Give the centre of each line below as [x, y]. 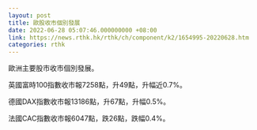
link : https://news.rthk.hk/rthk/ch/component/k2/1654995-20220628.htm [128, 37]
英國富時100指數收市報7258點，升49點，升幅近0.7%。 [98, 85]
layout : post [30, 15]
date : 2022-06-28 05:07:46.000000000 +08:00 [83, 30]
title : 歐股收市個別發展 [44, 23]
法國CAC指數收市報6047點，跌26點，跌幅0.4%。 [89, 118]
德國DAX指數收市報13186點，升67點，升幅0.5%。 [89, 102]
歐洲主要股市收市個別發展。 [53, 69]
